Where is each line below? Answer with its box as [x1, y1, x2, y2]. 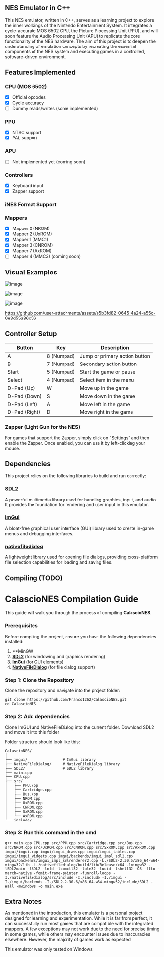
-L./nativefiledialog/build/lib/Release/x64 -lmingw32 [31, 862, 147, 867]
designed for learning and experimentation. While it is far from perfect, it [5, 915, 152, 921]
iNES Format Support [5, 201, 57, 208]
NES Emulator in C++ [5, 4, 71, 12]
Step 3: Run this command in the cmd [5, 829, 97, 836]
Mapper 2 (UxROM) [12, 231, 52, 237]
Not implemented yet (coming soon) [12, 159, 86, 165]
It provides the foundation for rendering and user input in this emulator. [5, 501, 149, 507]
